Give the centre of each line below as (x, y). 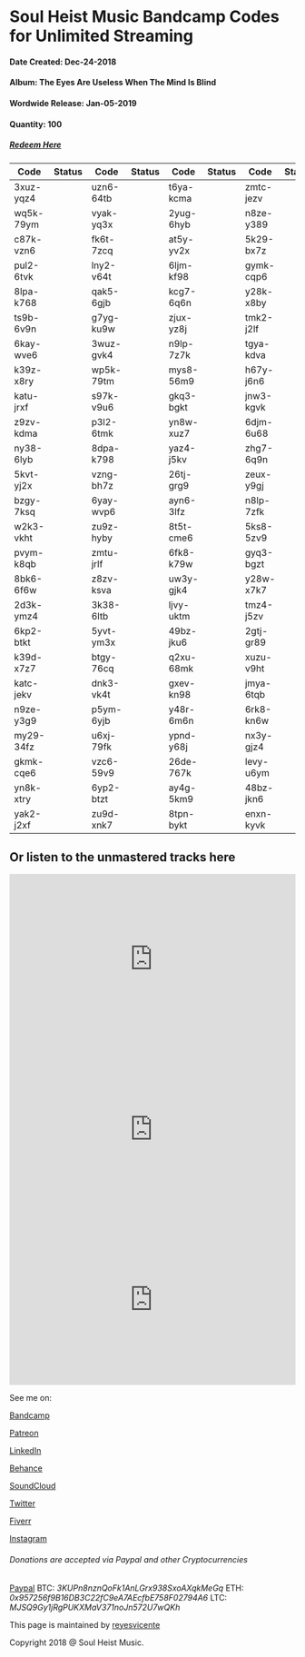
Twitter (23, 1503)
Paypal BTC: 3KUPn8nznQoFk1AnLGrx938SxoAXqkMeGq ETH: (127, 1588)
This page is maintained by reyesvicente (85, 1624)
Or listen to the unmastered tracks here (123, 857)
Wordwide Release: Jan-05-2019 (74, 103)
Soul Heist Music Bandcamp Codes (144, 17)
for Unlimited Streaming (101, 36)
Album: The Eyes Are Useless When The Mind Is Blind (113, 83)
